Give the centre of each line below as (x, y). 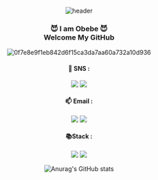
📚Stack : (79, 136)
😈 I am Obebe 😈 (79, 28)
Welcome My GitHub (79, 37)
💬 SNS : (79, 68)
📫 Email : (79, 101)
